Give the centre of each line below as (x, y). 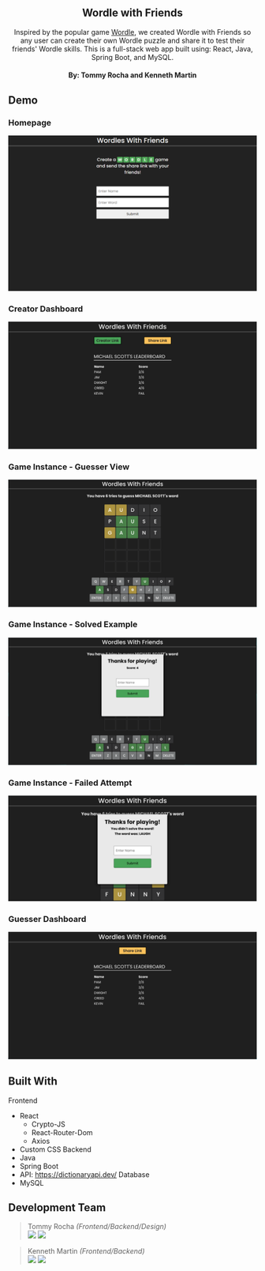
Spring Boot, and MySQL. (132, 57)
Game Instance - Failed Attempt (70, 783)
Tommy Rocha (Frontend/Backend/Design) (97, 1227)
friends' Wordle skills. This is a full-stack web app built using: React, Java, (132, 49)
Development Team (57, 1208)
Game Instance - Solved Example (73, 625)
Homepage (30, 122)
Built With (33, 1081)
